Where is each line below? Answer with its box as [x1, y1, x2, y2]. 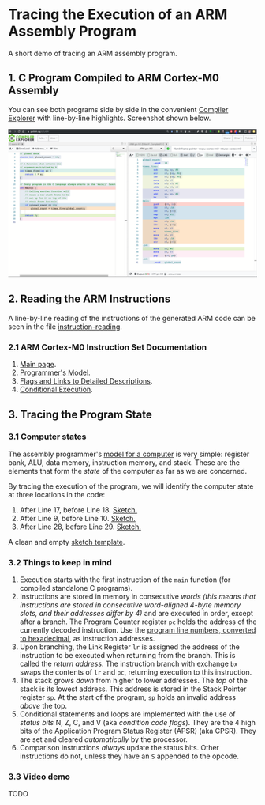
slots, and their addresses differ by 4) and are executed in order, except [19, 609, 254, 618]
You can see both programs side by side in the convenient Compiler [8, 104, 229, 114]
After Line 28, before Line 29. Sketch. [19, 522, 142, 531]
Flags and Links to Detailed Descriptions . [19, 376, 153, 386]
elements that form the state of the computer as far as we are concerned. [8, 466, 247, 475]
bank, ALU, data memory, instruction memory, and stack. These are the [8, 457, 241, 467]
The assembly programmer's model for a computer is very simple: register [8, 449, 250, 459]
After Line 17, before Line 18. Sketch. [19, 505, 138, 515]
